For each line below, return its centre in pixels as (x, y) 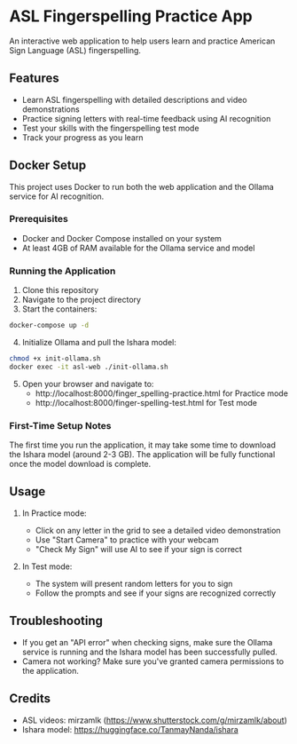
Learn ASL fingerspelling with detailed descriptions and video (134, 99)
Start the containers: (59, 309)
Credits (30, 699)
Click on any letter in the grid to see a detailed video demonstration (158, 530)
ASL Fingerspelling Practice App (131, 16)
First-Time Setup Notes (60, 425)
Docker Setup (48, 166)
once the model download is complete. (80, 464)
